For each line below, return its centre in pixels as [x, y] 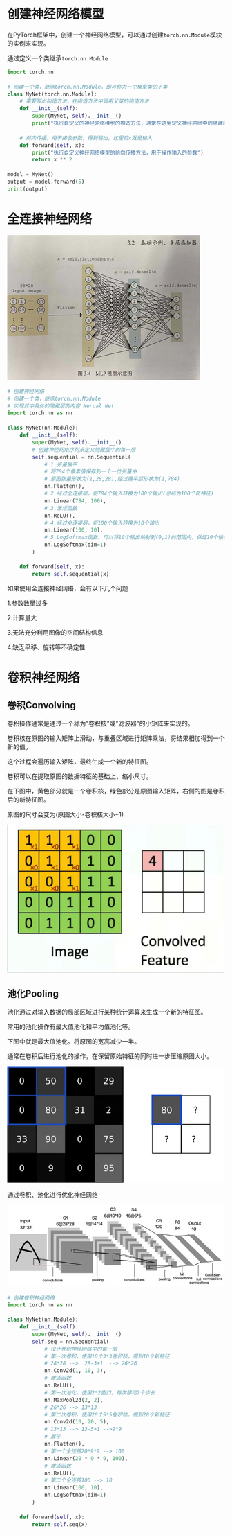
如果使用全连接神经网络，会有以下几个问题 [68, 588]
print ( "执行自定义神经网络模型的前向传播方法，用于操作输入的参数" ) [118, 152]
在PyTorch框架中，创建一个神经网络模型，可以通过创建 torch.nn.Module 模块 [115, 35]
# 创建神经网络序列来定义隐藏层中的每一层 [84, 450]
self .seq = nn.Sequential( [71, 1342]
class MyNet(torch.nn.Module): [52, 94]
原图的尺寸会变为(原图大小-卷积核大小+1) [66, 814]
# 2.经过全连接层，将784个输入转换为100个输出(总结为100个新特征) [129, 493]
